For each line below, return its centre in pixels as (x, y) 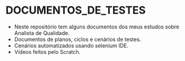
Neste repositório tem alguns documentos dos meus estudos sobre (97, 27)
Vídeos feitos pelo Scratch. (47, 52)
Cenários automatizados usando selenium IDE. (71, 46)
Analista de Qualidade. (42, 33)
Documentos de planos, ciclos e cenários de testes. (78, 39)
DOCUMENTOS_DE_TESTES (76, 10)
